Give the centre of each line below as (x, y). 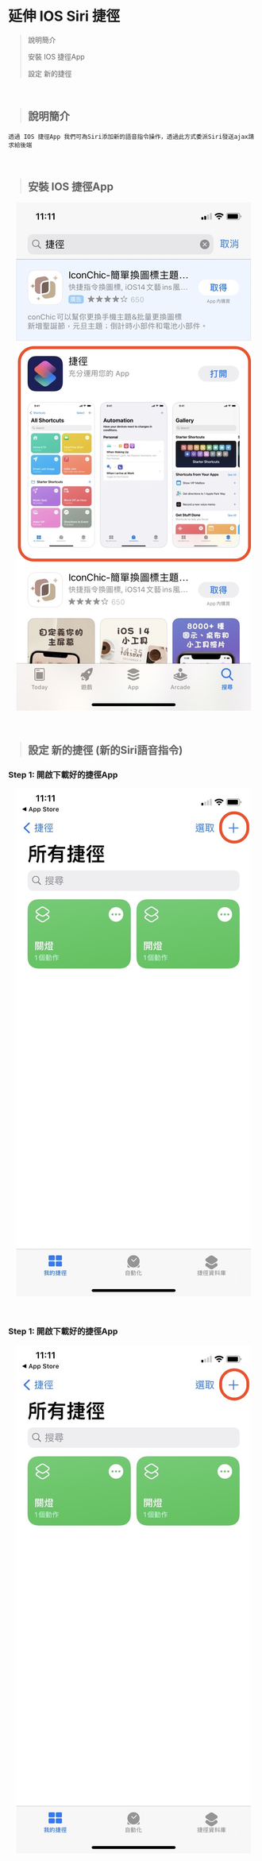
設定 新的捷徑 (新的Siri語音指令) (105, 750)
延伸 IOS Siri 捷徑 (64, 16)
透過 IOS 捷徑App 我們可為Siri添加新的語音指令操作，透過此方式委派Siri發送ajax (128, 137)
